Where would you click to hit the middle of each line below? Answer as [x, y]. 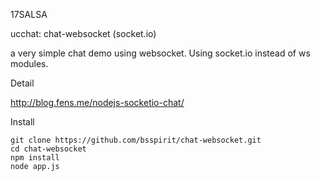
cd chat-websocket [48, 149]
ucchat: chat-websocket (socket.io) [83, 33]
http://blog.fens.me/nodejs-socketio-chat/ [97, 102]
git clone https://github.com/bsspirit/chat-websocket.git [136, 140]
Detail [22, 83]
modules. [29, 63]
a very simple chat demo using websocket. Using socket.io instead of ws [160, 53]
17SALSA [29, 14]
